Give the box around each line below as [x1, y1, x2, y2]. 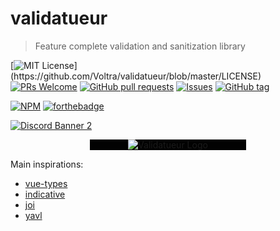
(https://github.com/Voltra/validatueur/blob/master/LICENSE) [10, 70, 262, 82]
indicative [24, 188, 66, 200]
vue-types [24, 177, 68, 189]
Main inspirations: [10, 158, 84, 170]
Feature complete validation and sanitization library [34, 40, 246, 52]
